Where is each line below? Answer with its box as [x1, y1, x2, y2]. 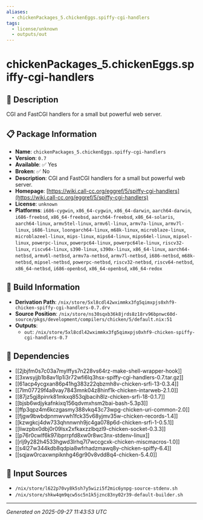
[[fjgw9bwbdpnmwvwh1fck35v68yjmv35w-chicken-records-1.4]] [14, 412, 178, 419]
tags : [6, 20, 20, 26]
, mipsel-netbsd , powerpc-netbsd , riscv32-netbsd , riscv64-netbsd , [31, 258, 195, 265]
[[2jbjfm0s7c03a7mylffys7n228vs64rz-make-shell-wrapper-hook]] [14, 367, 182, 375]
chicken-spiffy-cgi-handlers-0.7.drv [14, 304, 111, 311]
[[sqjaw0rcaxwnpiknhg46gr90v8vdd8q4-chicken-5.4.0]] [14, 451, 157, 458]
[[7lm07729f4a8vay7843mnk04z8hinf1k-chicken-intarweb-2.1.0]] [14, 386, 178, 394]
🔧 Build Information [6, 282, 80, 293]
